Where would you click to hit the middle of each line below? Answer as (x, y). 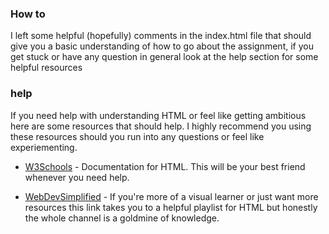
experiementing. (44, 147)
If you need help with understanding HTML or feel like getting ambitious (158, 115)
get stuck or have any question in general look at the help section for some (164, 57)
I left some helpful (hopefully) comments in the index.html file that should (161, 36)
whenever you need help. (77, 177)
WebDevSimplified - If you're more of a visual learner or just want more (171, 196)
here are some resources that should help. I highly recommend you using (161, 126)
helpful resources (46, 68)
